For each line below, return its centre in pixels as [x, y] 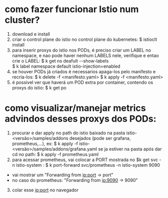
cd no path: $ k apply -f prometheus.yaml [55, 154]
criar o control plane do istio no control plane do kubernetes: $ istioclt [85, 39]
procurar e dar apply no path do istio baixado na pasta [69, 133]
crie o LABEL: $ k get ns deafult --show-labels [60, 61]
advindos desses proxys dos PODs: [81, 119]
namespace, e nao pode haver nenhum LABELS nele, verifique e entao [86, 55]
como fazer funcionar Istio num [72, 9]
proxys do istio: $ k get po [39, 87]
